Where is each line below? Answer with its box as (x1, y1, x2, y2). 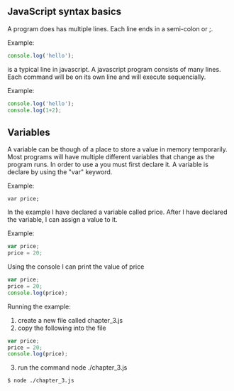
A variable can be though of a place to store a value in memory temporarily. (7, 145, 228, 154)
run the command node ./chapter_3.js (17, 363, 128, 372)
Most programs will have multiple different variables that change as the (7, 153, 215, 161)
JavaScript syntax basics (7, 6, 122, 18)
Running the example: (7, 302, 71, 311)
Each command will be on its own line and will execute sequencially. (7, 73, 206, 81)
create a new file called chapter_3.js (17, 316, 123, 324)
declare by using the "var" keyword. (7, 168, 113, 176)
